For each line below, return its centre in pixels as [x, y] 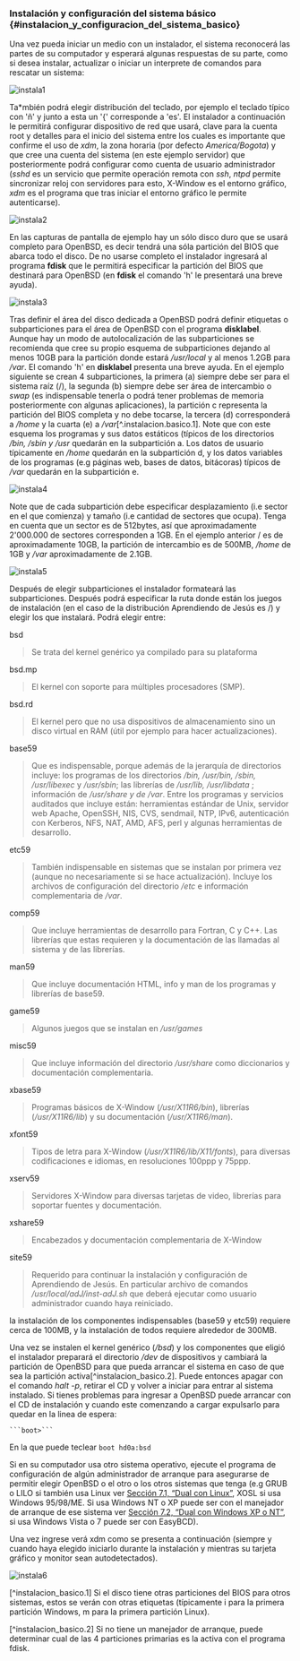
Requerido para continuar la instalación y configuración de [139, 1275]
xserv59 [25, 1179]
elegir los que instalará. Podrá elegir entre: [87, 617]
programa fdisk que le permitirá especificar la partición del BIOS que [137, 266]
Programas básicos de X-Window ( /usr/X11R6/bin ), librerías [140, 1107]
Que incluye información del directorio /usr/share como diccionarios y [160, 1063]
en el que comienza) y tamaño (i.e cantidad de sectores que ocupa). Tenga [148, 516]
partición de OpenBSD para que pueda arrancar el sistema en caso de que [147, 1367]
